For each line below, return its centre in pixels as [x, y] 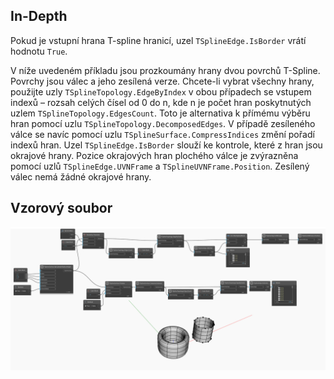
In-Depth [39, 16]
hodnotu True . [39, 51]
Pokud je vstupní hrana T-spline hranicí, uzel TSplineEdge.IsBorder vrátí [158, 40]
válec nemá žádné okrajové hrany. [81, 176]
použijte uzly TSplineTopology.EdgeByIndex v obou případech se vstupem [161, 91]
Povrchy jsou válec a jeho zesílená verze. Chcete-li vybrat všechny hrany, [162, 81]
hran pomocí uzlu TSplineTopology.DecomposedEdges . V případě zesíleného [163, 123]
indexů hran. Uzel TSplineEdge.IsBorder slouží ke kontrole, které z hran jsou [166, 145]
